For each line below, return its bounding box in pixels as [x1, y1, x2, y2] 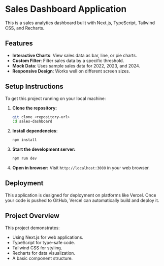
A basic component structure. [12, 255, 73, 261]
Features [5, 39, 33, 48]
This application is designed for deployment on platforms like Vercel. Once [5, 192, 157, 198]
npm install [12, 137, 37, 142]
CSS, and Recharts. [5, 25, 45, 31]
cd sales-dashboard [12, 119, 53, 124]
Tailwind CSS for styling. [12, 245, 63, 251]
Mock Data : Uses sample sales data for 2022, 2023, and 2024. [12, 63, 140, 68]
